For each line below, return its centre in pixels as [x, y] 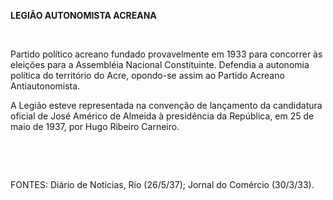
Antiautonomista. [45, 86]
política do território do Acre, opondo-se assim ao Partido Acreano [147, 75]
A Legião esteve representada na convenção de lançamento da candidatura [166, 105]
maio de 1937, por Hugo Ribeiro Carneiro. [95, 126]
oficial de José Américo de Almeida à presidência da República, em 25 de [162, 116]
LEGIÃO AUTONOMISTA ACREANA [83, 15]
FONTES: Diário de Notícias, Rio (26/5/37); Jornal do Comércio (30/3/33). [162, 184]
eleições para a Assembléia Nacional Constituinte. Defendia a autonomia [160, 64]
